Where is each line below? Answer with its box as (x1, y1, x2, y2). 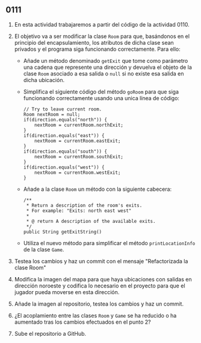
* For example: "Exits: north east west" (26, 208, 132, 214)
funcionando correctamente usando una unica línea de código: (23, 94, 180, 101)
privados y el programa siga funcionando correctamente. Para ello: (14, 45, 181, 53)
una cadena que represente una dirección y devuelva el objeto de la (23, 63, 192, 71)
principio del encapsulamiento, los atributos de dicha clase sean (14, 39, 174, 46)
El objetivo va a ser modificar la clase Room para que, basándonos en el (14, 33, 190, 40)
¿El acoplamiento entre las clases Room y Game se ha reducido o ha (14, 312, 177, 319)
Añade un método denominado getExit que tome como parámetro (23, 57, 188, 64)
